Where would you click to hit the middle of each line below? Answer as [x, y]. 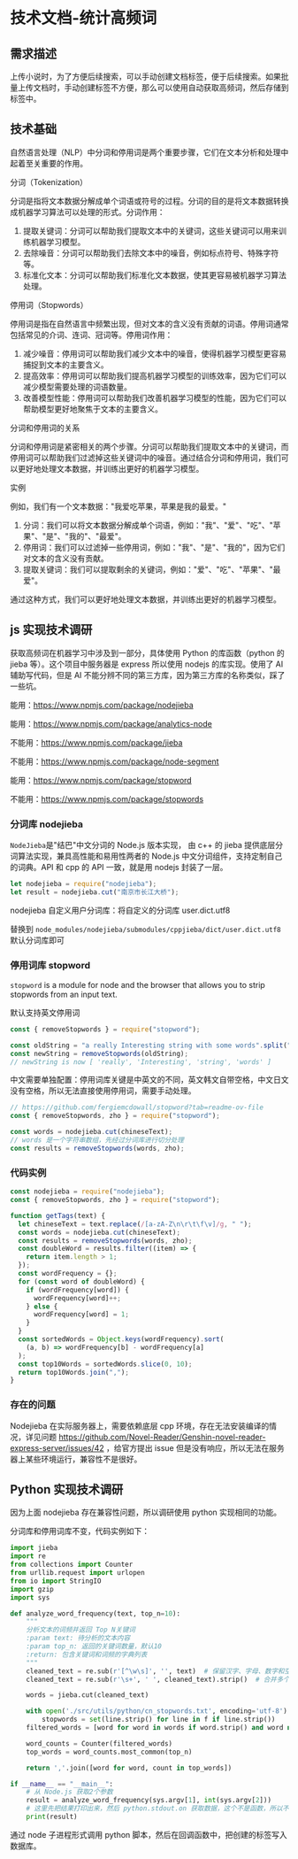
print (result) [52, 1817]
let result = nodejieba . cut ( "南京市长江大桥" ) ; [95, 892]
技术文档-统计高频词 [84, 18]
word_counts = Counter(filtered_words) [99, 1743]
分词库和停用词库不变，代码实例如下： [80, 1531]
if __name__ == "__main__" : [62, 1784]
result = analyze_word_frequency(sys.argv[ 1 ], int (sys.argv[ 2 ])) [149, 1801]
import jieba [34, 1548]
